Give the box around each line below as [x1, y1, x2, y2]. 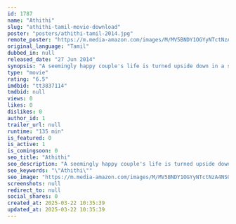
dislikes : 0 [7, 108, 42, 115]
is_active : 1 [7, 141, 46, 148]
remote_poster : [7, 37, 52, 44]
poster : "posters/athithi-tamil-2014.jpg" [7, 29, 133, 37]
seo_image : [7, 173, 39, 180]
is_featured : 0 [7, 134, 52, 141]
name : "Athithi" [7, 17, 55, 24]
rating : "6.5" [7, 75, 49, 83]
